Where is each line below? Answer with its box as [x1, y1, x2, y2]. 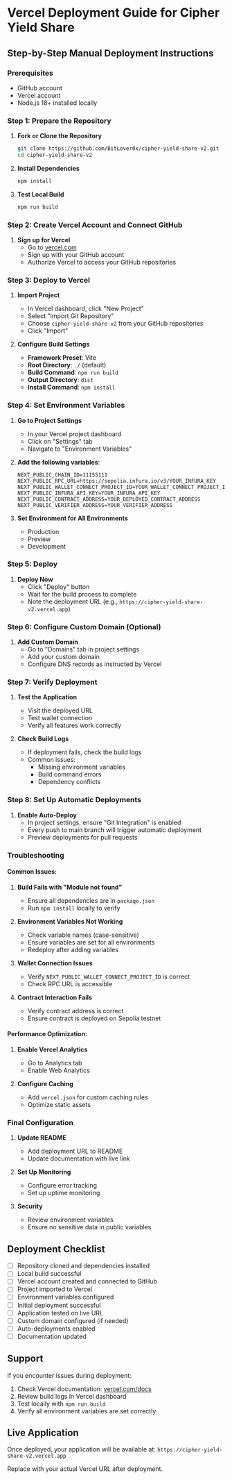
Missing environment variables [37, 763, 126, 772]
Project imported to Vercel [17, 1285, 92, 1293]
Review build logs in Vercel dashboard [17, 1392, 127, 1400]
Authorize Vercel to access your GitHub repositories [27, 258, 177, 266]
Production [27, 527, 60, 535]
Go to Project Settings [17, 416, 82, 424]
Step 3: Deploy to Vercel [7, 275, 90, 285]
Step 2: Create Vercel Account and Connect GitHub [7, 220, 183, 230]
